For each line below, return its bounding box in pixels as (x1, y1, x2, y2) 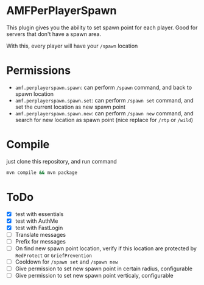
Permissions (6, 63, 71, 78)
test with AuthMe (15, 217, 58, 225)
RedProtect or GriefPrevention (15, 251, 93, 259)
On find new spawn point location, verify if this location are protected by (15, 245, 197, 252)
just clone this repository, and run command (6, 157, 117, 165)
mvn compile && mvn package (6, 169, 78, 176)
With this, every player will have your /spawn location (6, 42, 138, 49)
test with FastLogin (15, 224, 63, 231)
